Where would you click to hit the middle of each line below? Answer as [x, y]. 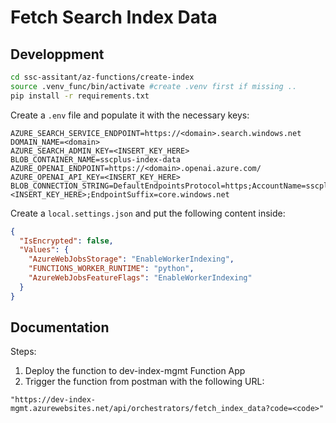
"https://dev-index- [53, 400]
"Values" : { [44, 250]
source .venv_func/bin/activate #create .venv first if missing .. [154, 86]
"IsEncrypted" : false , [66, 241]
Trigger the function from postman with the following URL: [144, 382]
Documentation [60, 327]
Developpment [57, 54]
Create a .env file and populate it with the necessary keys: [130, 115]
